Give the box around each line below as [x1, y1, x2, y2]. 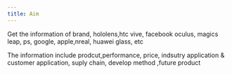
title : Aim [7, 10, 39, 18]
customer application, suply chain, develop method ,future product [7, 58, 201, 67]
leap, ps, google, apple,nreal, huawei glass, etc [7, 37, 144, 46]
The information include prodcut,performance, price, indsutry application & [7, 51, 225, 59]
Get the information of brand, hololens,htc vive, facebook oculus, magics [7, 30, 219, 38]
